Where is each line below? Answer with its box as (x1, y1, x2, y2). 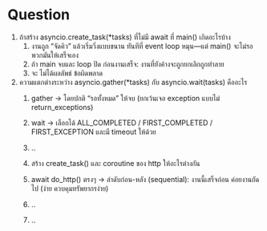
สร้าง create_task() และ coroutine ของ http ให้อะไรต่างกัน (30, 158, 200, 168)
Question (7, 6, 70, 24)
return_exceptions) (30, 102, 94, 111)
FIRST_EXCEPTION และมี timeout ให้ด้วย (30, 127, 157, 136)
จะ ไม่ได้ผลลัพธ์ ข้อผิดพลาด (30, 68, 103, 78)
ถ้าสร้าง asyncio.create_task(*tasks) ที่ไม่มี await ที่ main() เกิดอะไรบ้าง (18, 32, 232, 42)
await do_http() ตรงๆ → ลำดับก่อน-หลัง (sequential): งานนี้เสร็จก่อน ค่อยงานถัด (30, 174, 260, 184)
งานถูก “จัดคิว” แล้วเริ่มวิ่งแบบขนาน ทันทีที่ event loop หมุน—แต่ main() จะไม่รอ (30, 41, 253, 51)
